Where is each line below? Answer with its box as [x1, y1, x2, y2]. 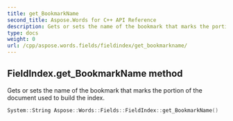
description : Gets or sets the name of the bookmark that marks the [7, 23, 209, 30]
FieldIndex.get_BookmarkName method [7, 68, 183, 80]
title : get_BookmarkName [7, 10, 79, 17]
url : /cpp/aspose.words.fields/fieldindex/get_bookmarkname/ [7, 42, 188, 49]
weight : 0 [7, 36, 36, 43]
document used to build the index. [7, 93, 105, 102]
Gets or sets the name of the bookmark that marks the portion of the [7, 86, 202, 94]
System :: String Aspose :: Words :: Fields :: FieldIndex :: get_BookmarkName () [7, 106, 218, 114]
